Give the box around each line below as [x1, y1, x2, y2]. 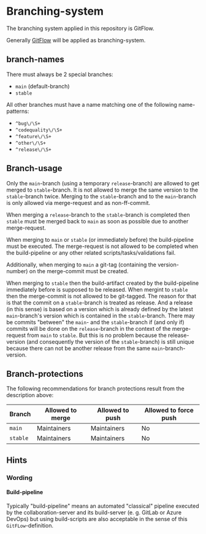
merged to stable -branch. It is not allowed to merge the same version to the [6, 186, 198, 193]
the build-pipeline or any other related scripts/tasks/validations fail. [6, 249, 176, 256]
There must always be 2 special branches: [6, 71, 113, 78]
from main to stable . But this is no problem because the [27, 331, 167, 339]
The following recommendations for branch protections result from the [6, 385, 185, 392]
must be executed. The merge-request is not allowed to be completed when [6, 242, 199, 250]
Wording [6, 473, 32, 482]
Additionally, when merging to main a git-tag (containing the [6, 261, 157, 268]
